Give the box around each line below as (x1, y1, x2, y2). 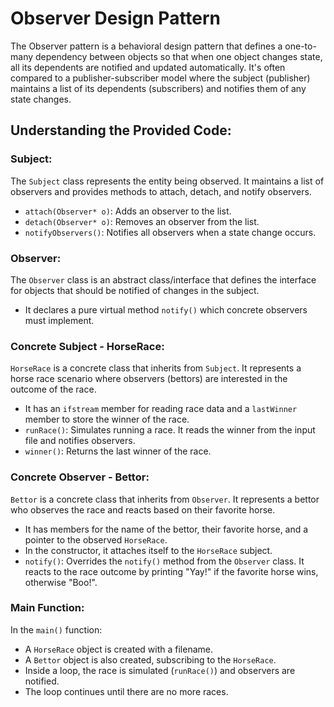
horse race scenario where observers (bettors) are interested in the (10, 373, 288, 385)
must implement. (24, 314, 95, 326)
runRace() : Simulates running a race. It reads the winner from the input (24, 424, 316, 436)
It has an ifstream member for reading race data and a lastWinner (24, 403, 298, 415)
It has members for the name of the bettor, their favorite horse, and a (24, 523, 309, 535)
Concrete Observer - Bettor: (10, 470, 150, 484)
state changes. (10, 93, 72, 105)
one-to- (284, 40, 317, 52)
